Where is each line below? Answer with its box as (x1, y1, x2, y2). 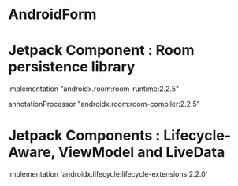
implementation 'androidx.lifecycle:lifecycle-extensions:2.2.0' (8, 170, 208, 179)
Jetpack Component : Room (8, 42, 195, 60)
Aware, (8, 144, 55, 162)
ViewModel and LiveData (58, 144, 225, 162)
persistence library (8, 58, 136, 76)
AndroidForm (8, 5, 97, 24)
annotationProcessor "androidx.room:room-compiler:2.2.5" (8, 100, 201, 109)
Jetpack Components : (8, 127, 161, 144)
